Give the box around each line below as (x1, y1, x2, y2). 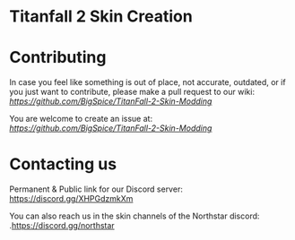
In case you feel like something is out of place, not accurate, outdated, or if (9, 77, 286, 88)
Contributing (9, 47, 107, 68)
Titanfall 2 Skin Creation (9, 6, 193, 27)
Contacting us (9, 154, 117, 175)
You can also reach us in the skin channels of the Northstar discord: (9, 210, 260, 221)
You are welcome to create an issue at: (9, 114, 153, 124)
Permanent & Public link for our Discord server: (9, 184, 184, 194)
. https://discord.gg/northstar (9, 220, 115, 231)
